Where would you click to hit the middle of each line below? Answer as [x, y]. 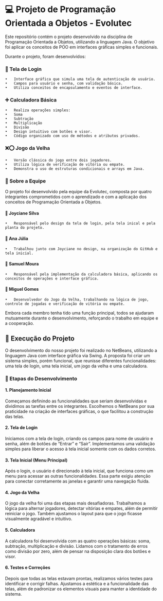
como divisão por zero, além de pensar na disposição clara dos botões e [78, 551]
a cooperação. [19, 323]
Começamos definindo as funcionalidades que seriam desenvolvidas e [76, 401]
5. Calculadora [20, 530]
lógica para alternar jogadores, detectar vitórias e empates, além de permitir [81, 508]
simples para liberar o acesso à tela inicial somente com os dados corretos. [81, 449]
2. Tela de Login [21, 428]
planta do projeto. [25, 228]
